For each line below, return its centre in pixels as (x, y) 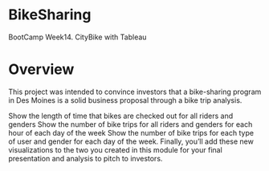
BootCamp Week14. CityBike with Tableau (77, 37)
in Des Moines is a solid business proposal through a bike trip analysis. (125, 100)
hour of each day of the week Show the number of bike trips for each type (131, 132)
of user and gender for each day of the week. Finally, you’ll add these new (131, 141)
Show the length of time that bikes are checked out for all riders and (121, 116)
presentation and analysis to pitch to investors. (86, 158)
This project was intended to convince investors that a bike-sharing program (135, 92)
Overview (41, 69)
